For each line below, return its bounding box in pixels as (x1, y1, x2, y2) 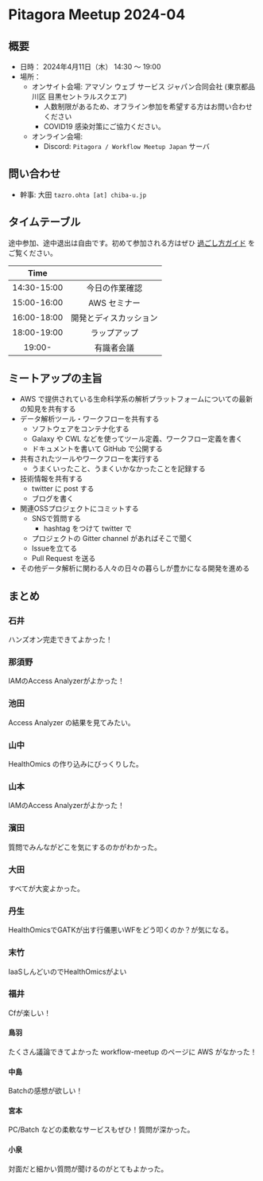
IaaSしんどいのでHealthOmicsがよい (8, 967, 127, 976)
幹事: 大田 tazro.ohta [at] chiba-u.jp (19, 190, 147, 199)
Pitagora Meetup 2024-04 (8, 6, 186, 24)
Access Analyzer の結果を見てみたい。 (8, 717, 135, 727)
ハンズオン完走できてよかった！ (8, 635, 113, 645)
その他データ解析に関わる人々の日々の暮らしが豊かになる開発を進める (19, 563, 250, 573)
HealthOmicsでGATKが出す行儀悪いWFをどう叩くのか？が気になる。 (8, 925, 233, 935)
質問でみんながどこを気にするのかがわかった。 (8, 842, 161, 852)
